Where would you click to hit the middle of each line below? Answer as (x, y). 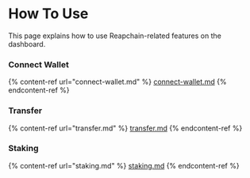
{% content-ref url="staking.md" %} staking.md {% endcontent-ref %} (124, 165)
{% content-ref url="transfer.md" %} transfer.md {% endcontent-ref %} (125, 128)
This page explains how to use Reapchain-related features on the (115, 36)
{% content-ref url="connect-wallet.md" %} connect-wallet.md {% (117, 82)
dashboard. (27, 44)
